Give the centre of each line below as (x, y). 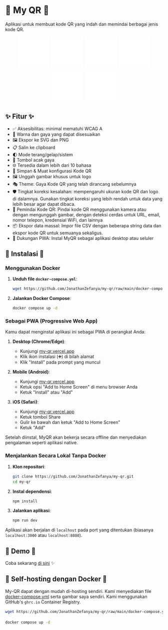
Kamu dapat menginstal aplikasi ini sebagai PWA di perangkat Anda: (75, 332)
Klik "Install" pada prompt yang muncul (60, 362)
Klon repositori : (29, 466)
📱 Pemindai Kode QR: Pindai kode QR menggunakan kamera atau (79, 209)
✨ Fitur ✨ (19, 116)
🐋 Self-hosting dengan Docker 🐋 (56, 579)
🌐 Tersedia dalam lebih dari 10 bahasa (52, 165)
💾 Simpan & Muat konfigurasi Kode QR (52, 171)
